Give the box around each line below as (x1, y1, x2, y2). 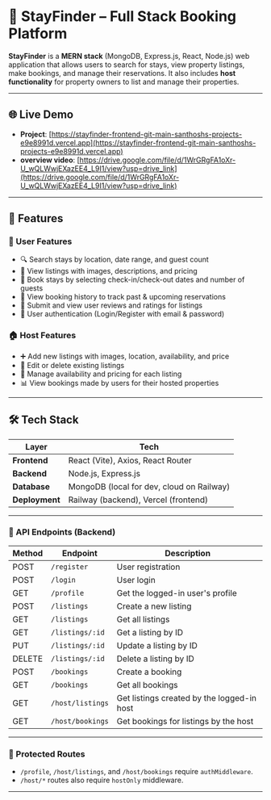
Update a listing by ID (116, 639, 198, 651)
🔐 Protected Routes (8, 748, 85, 760)
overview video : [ (19, 155, 81, 165)
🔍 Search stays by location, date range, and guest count (19, 254, 210, 265)
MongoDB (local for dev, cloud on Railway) (68, 480, 231, 492)
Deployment (12, 494, 60, 505)
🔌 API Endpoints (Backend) (8, 526, 116, 538)
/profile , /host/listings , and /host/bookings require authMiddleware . (19, 767, 253, 777)
